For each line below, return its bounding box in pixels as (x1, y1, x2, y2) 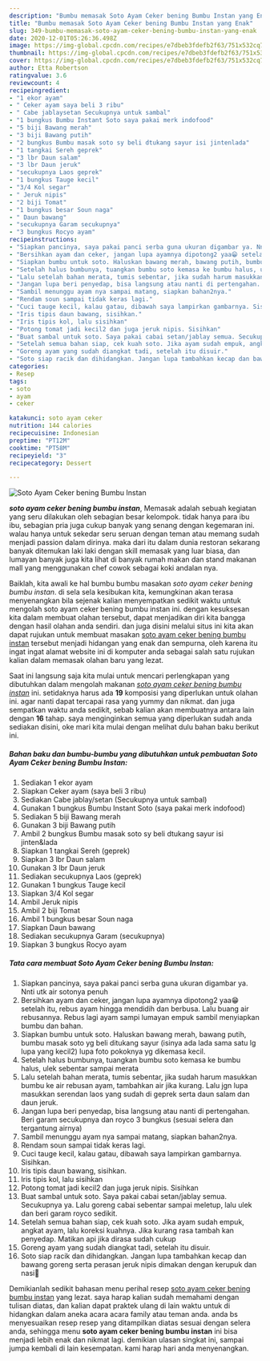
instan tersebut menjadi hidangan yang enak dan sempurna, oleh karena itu (9, 639, 258, 648)
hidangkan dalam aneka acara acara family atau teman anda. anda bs (9, 1310, 239, 1319)
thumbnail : (9, 49, 46, 57)
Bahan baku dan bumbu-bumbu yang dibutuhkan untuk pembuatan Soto (9, 749, 258, 758)
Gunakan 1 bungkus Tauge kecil (20, 880, 127, 890)
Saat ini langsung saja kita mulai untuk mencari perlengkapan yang (9, 671, 230, 680)
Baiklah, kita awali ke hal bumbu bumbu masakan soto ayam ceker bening (9, 579, 253, 588)
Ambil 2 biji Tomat (20, 906, 81, 916)
